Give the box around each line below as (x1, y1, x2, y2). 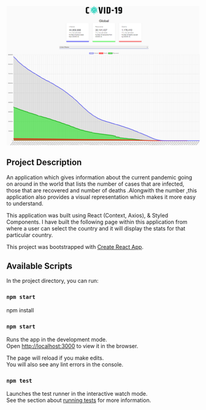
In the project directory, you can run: (6, 277, 99, 285)
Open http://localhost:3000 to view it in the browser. (6, 342, 139, 350)
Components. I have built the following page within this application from (6, 218, 188, 226)
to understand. (6, 200, 44, 207)
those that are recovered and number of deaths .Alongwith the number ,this (6, 186, 197, 194)
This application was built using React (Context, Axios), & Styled (6, 211, 169, 219)
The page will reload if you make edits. (6, 354, 104, 361)
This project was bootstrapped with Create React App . (6, 243, 144, 250)
